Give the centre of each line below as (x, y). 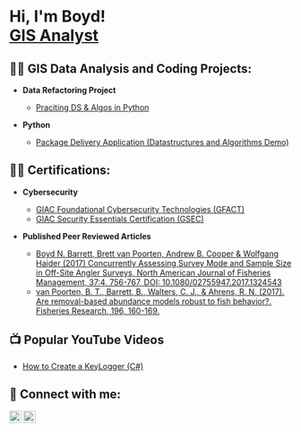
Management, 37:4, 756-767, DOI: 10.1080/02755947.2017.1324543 (159, 282)
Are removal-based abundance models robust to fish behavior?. (153, 301)
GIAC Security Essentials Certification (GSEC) (120, 219)
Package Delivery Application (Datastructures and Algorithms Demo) (162, 142)
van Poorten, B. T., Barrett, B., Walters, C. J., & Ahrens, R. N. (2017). (160, 291)
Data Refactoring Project (69, 90)
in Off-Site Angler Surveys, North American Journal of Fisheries (153, 272)
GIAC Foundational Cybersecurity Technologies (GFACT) (140, 209)
